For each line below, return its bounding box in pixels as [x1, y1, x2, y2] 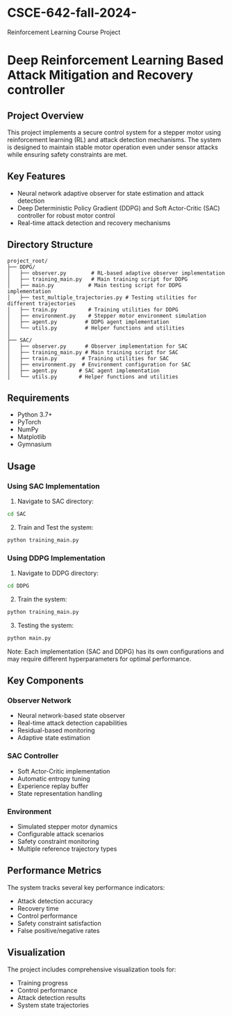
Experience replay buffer [17, 782, 89, 790]
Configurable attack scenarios [17, 830, 104, 838]
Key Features [7, 171, 66, 183]
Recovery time [17, 904, 59, 912]
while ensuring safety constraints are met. [7, 150, 128, 158]
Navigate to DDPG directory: [17, 569, 99, 578]
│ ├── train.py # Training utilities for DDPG [7, 306, 179, 313]
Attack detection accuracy [17, 897, 93, 905]
